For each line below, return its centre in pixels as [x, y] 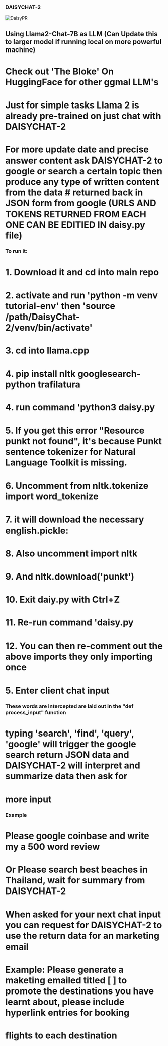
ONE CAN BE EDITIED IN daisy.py [75, 225]
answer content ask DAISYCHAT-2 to [84, 161]
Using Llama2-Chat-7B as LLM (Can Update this [81, 34]
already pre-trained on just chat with [83, 116]
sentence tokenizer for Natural [70, 452]
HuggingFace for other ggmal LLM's [82, 82]
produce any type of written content [82, 182]
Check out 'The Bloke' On [60, 71]
